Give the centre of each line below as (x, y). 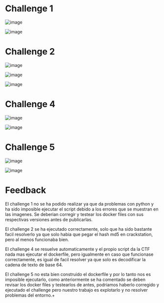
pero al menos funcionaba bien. (37, 240)
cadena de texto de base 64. (34, 265)
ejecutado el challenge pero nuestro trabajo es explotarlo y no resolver (77, 290)
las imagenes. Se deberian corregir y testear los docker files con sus (74, 214)
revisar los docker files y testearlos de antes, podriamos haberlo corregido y (82, 285)
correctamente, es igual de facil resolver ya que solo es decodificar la (75, 259)
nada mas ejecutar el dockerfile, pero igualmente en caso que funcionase (79, 254)
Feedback (26, 190)
